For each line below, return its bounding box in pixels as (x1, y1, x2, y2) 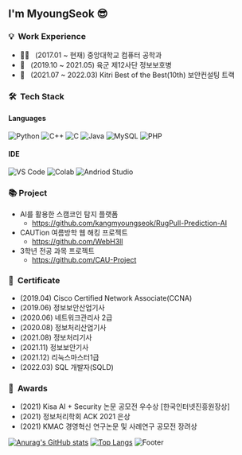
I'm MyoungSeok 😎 (8, 7, 108, 21)
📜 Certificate (8, 275, 60, 286)
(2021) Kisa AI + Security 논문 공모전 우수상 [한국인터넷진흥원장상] (19, 402, 231, 411)
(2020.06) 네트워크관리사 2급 (19, 313, 113, 322)
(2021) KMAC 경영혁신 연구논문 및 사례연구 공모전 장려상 (19, 422, 197, 431)
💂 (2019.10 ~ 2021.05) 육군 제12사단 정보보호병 (19, 60, 173, 69)
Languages (8, 114, 46, 123)
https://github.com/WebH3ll (31, 237, 123, 247)
